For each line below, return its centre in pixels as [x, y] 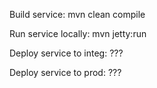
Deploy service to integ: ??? [66, 53]
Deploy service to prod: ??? [65, 72]
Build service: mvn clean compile [77, 14]
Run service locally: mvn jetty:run [78, 33]
